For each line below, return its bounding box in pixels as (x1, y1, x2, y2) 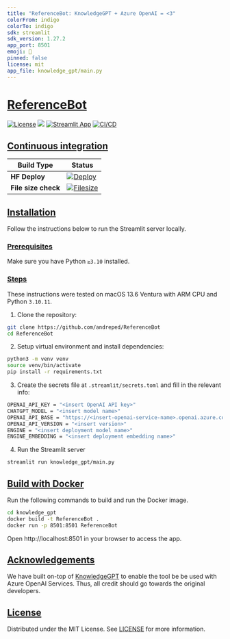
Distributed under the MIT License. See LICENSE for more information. (7, 625, 206, 634)
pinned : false (7, 55, 48, 62)
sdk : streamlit (7, 29, 51, 36)
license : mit (7, 61, 44, 68)
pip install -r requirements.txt (7, 368, 103, 375)
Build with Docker (7, 477, 84, 490)
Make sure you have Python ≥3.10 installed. (7, 258, 130, 266)
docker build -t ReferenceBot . (7, 515, 99, 523)
